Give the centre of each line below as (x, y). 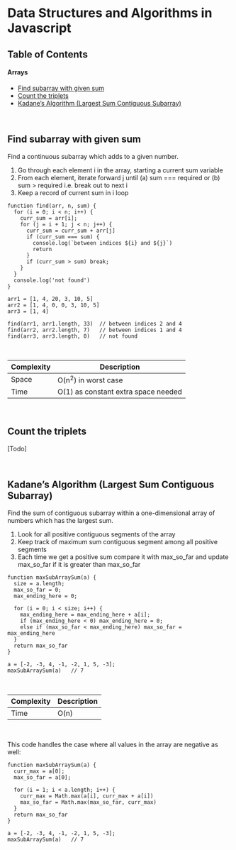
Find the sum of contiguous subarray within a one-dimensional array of (111, 513)
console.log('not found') (52, 280)
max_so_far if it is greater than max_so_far (79, 564)
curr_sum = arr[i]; (49, 218)
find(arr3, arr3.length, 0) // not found (73, 336)
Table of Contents (48, 54)
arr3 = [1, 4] (28, 311)
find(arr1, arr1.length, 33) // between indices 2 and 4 (95, 324)
